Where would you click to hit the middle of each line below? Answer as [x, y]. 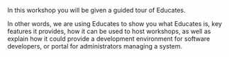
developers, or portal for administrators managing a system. [95, 46]
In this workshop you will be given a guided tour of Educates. [96, 10]
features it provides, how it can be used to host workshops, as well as [109, 31]
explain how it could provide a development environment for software [109, 39]
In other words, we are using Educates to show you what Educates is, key [114, 24]
